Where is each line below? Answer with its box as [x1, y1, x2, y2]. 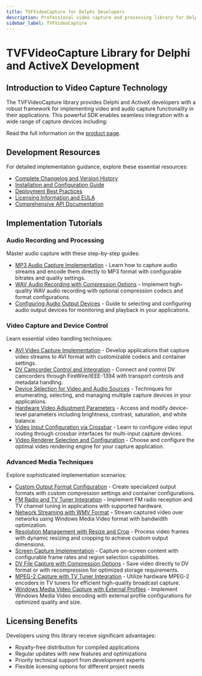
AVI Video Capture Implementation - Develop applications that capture [14, 347, 189, 354]
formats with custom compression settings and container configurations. [14, 490, 195, 497]
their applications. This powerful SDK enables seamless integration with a [6, 112, 189, 119]
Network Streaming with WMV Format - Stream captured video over [14, 509, 184, 516]
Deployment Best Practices [14, 188, 83, 195]
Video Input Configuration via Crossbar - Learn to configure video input [14, 423, 192, 431]
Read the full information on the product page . [6, 130, 121, 137]
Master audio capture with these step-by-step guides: [6, 250, 140, 257]
